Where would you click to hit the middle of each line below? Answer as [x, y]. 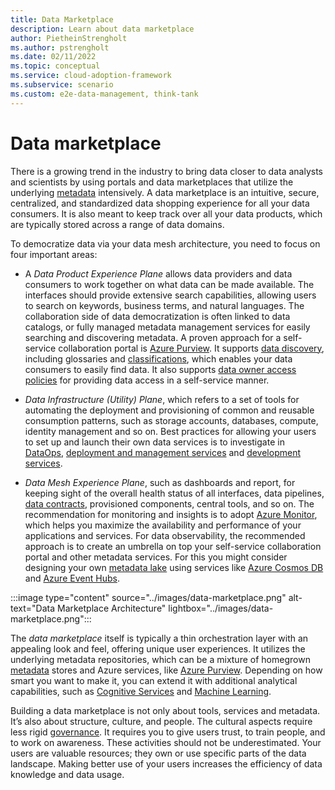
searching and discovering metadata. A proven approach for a [153, 337]
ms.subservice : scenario [62, 85]
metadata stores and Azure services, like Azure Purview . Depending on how [166, 670]
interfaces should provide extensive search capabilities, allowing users [170, 295]
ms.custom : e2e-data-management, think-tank [104, 94]
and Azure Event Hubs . [72, 578]
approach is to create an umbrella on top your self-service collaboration [173, 546]
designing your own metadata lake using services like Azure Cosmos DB [174, 567]
